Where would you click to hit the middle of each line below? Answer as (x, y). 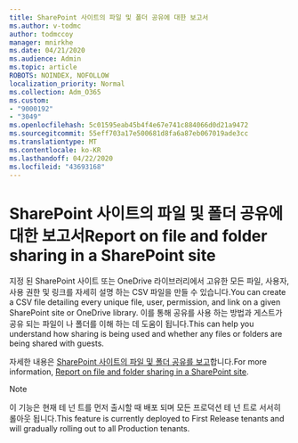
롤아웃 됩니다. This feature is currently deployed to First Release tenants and (147, 419)
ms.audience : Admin (45, 59)
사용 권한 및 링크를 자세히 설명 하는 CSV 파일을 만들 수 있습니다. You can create (148, 292)
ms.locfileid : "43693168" (57, 167)
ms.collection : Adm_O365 (55, 92)
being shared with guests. (57, 343)
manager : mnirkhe (41, 42)
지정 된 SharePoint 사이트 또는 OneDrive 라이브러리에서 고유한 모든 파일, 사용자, (149, 281)
